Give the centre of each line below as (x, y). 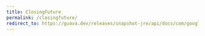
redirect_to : (23, 23)
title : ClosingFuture (34, 12)
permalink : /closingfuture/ (42, 18)
